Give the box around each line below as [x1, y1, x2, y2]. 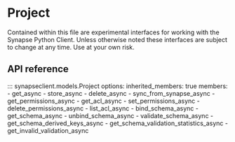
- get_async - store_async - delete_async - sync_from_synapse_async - [7, 89, 215, 97]
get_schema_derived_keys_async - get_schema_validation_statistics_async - [7, 119, 228, 127]
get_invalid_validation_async [7, 126, 89, 134]
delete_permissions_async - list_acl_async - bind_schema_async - [7, 104, 199, 113]
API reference [7, 63, 69, 75]
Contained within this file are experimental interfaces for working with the [7, 28, 220, 36]
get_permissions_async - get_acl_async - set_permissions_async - [7, 97, 200, 105]
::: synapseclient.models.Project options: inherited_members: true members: [7, 82, 228, 90]
